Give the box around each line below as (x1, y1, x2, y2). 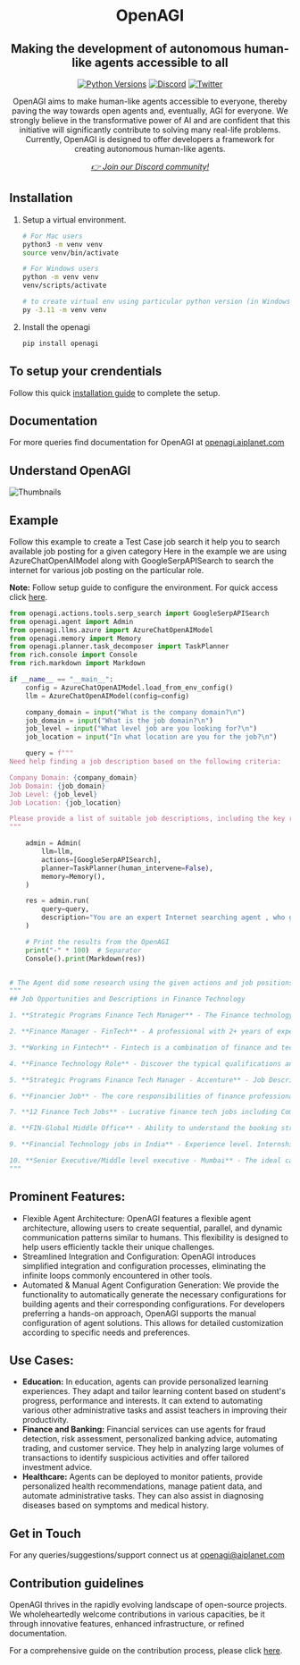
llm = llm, (41, 847, 74, 857)
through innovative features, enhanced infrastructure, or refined (9, 1619, 245, 1629)
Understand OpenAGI (9, 462, 131, 478)
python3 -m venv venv (21, 240, 104, 249)
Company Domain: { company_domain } (9, 773, 138, 782)
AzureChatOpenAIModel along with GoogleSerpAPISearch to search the (9, 555, 274, 566)
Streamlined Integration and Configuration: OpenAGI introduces (21, 1251, 256, 1262)
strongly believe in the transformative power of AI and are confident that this (9, 115, 291, 125)
